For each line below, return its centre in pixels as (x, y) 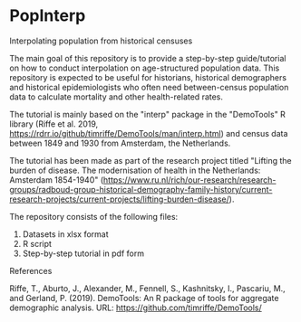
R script (37, 243)
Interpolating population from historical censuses (101, 41)
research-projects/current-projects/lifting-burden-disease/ (119, 199)
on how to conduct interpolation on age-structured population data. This (145, 68)
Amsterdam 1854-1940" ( (57, 180)
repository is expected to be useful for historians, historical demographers (148, 77)
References (31, 270)
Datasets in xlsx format (65, 234)
